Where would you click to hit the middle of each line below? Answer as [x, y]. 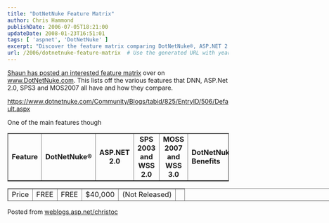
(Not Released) [147, 194]
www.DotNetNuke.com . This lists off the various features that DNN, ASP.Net [118, 80]
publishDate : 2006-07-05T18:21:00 [58, 27]
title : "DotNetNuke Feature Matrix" [61, 14]
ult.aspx [19, 109]
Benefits [206, 161]
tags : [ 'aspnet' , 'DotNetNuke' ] [58, 40]
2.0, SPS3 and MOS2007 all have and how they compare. [90, 88]
